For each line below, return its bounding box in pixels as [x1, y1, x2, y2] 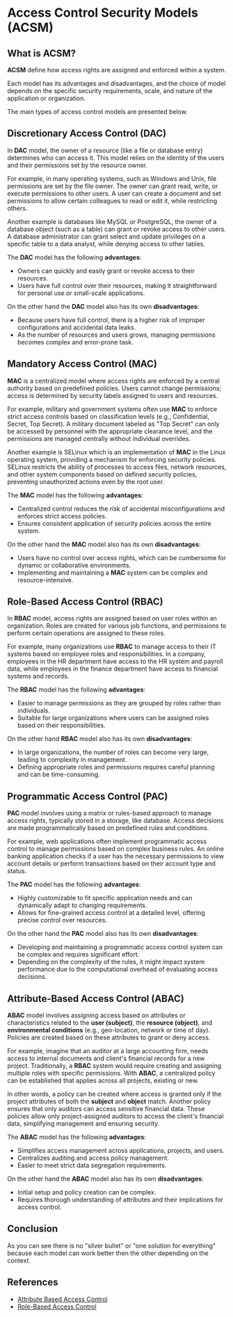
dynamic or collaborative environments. [17, 561, 131, 569]
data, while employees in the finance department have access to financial [7, 664, 218, 673]
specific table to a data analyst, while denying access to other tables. [7, 239, 205, 248]
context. [7, 1256, 31, 1264]
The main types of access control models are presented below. [7, 108, 188, 115]
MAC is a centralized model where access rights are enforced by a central [7, 376, 220, 385]
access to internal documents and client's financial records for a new [7, 1054, 205, 1062]
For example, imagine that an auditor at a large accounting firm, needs [7, 1047, 209, 1055]
